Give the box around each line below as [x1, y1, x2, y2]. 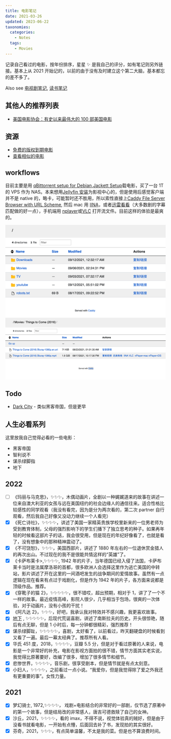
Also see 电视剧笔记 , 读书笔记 [5, 85, 68, 91]
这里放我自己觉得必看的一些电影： [5, 434, 77, 441]
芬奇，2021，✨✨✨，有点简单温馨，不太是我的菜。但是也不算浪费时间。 [12, 728, 163, 734]
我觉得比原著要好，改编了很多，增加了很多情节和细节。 [12, 654, 129, 660]
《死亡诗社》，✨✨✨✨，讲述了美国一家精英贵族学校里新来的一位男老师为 [12, 519, 164, 526]
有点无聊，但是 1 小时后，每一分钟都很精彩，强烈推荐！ [17, 621, 133, 628]
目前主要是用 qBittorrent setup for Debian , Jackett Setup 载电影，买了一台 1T [5, 182, 164, 189]
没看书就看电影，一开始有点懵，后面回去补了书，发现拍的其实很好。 [12, 721, 156, 728]
